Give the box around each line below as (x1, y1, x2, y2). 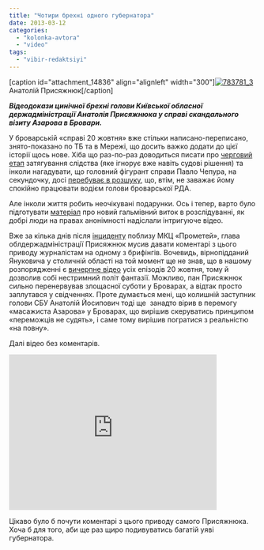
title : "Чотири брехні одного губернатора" (9, 11, 155, 20)
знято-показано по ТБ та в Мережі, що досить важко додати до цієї (9, 141, 238, 151)
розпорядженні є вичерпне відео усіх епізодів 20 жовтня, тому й (9, 264, 229, 273)
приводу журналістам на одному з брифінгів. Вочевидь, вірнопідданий (9, 247, 249, 257)
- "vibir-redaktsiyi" (16, 56, 88, 64)
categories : (9, 26, 48, 34)
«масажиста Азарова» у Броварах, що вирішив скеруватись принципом (9, 306, 254, 316)
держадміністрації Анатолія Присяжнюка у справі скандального (9, 109, 239, 119)
